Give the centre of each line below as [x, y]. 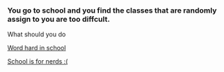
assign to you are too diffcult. [59, 19]
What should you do [36, 34]
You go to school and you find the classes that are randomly [112, 10]
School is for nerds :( [38, 62]
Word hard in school [37, 48]
